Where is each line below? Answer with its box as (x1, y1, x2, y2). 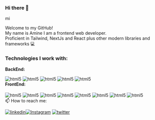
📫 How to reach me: (5, 97, 47, 103)
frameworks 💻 (5, 41, 35, 47)
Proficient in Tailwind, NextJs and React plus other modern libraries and (5, 35, 151, 41)
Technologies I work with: (5, 55, 68, 62)
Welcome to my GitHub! (5, 25, 53, 31)
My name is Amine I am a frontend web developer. (5, 30, 107, 36)
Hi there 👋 (5, 4, 29, 11)
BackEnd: (5, 66, 26, 72)
